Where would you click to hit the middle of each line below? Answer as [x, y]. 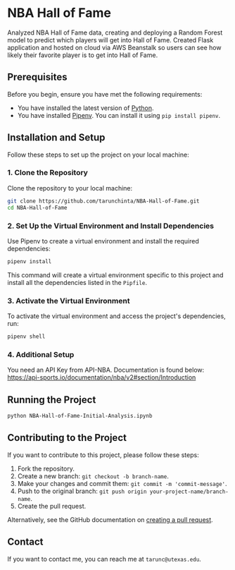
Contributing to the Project [67, 438]
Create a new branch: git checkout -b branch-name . [93, 476]
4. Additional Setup [41, 354]
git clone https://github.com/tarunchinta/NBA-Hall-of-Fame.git [103, 201]
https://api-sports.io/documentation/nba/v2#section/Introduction [102, 377]
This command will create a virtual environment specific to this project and [115, 275]
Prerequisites [37, 77]
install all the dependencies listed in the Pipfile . [77, 282]
